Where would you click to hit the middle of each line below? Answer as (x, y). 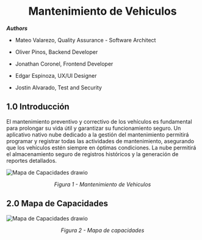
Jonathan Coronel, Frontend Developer (64, 64)
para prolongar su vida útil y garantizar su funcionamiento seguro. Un (94, 128)
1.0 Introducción (38, 107)
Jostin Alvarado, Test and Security (59, 88)
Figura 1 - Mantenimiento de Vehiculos (103, 184)
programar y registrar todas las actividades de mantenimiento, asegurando (100, 141)
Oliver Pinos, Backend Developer (56, 52)
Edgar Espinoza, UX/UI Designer (56, 75)
